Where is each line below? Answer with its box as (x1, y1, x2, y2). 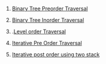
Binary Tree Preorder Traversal (11, 5, 88, 12)
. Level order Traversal (11, 28, 66, 35)
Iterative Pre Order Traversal (11, 40, 82, 46)
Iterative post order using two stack (11, 51, 100, 58)
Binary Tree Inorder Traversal (11, 17, 84, 23)
